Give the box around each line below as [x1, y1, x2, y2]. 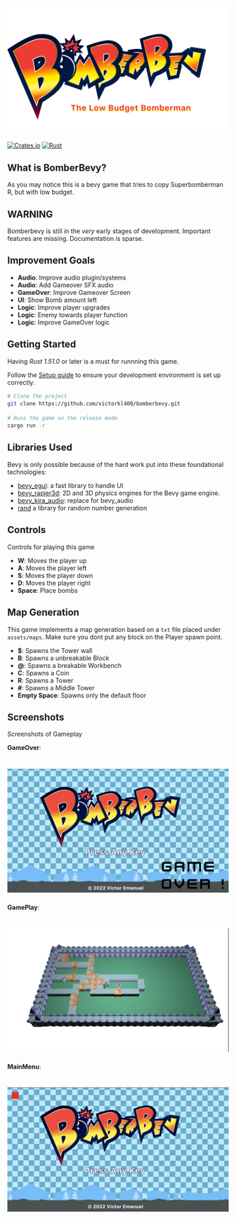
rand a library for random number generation [17, 503, 147, 512]
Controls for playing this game [7, 543, 95, 551]
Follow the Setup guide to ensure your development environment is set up [7, 371, 221, 379]
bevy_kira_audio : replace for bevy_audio [17, 496, 133, 504]
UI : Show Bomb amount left [17, 296, 97, 304]
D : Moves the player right [17, 579, 91, 587]
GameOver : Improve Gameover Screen [17, 288, 131, 296]
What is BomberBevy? [7, 162, 107, 173]
